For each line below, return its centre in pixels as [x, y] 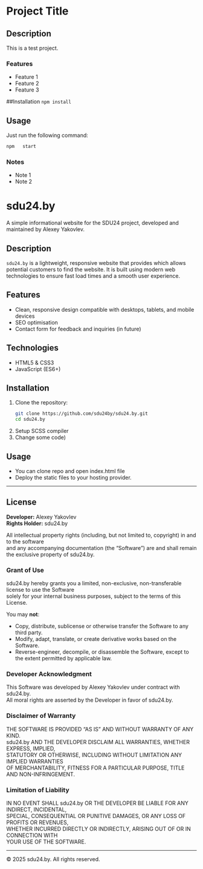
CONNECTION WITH [32, 836]
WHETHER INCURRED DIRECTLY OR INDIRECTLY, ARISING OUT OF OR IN [99, 829]
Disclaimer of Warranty [41, 716]
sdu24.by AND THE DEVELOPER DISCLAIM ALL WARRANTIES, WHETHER [98, 742]
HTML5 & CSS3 [34, 363]
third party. [29, 632]
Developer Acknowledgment [49, 674]
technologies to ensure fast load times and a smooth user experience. [93, 276]
